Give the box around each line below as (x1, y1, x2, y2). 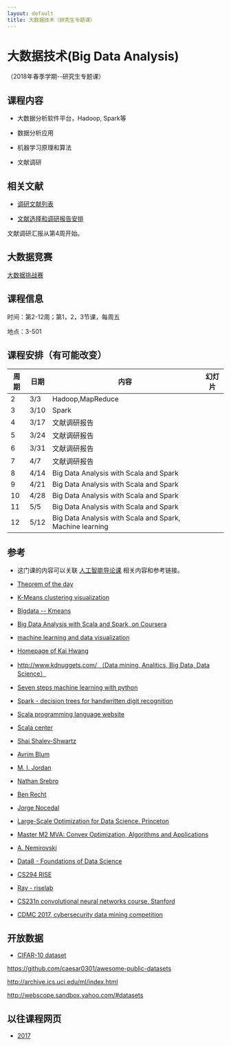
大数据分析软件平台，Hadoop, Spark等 (16, 114, 126, 123)
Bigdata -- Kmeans (16, 607, 71, 615)
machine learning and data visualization (16, 634, 130, 642)
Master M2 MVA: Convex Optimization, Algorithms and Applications (16, 830, 208, 838)
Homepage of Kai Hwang (16, 647, 89, 655)
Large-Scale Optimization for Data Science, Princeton (16, 817, 170, 825)
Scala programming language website (16, 710, 125, 718)
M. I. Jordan (16, 763, 52, 772)
